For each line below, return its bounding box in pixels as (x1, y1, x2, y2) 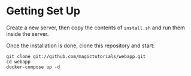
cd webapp (6, 59, 31, 65)
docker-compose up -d (6, 64, 60, 70)
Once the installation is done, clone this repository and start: (6, 42, 155, 49)
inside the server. (6, 30, 49, 37)
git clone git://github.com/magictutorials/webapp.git (6, 53, 146, 59)
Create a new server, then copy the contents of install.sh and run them (6, 24, 186, 31)
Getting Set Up (6, 4, 81, 18)
